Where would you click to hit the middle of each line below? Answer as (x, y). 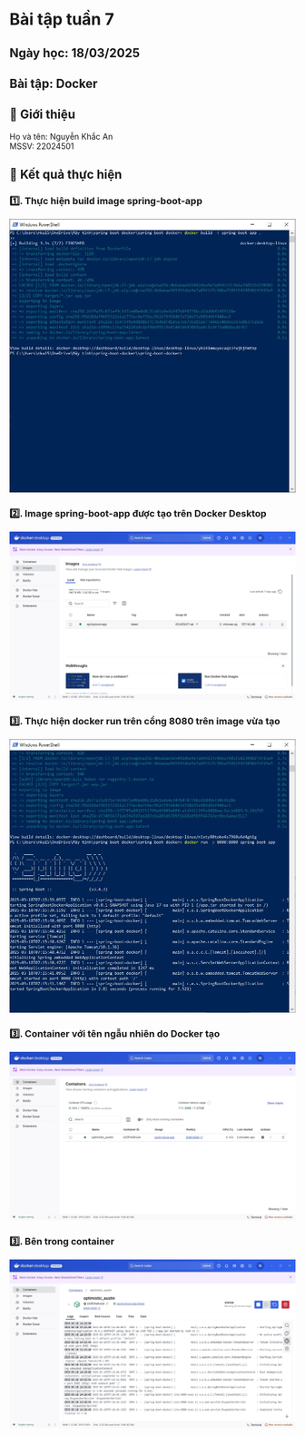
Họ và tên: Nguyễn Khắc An (61, 136)
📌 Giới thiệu (42, 115)
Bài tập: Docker (54, 83)
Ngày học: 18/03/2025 (75, 53)
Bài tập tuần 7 (62, 20)
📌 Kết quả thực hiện (66, 175)
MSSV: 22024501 (42, 146)
